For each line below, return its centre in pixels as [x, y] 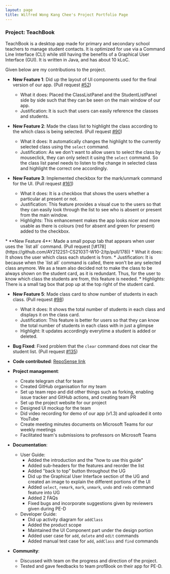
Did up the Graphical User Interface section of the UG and [88, 476]
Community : [26, 551]
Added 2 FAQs [43, 498]
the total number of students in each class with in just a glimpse [87, 325]
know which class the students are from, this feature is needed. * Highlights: [85, 279]
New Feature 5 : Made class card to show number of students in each [85, 294]
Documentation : [30, 444]
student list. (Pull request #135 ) [45, 352]
